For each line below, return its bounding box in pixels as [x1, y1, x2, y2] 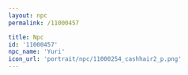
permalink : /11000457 [8, 19, 80, 27]
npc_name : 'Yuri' [8, 48, 66, 56]
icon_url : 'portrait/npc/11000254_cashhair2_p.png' [8, 55, 182, 63]
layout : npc [8, 11, 47, 20]
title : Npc [8, 33, 44, 41]
